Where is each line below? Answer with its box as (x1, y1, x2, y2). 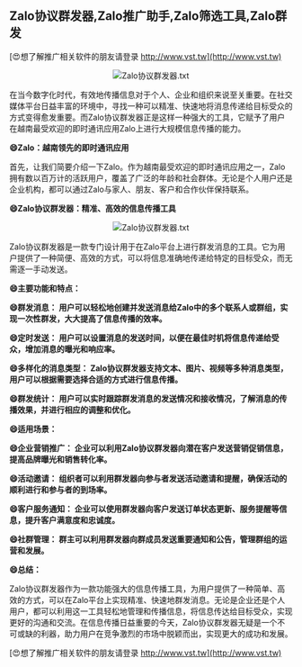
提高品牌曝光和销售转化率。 (9, 454, 112, 464)
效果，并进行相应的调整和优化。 (16, 404, 136, 415)
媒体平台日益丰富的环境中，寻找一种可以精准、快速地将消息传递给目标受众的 (9, 100, 293, 111)
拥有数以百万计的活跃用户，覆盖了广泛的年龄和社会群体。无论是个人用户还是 (9, 172, 293, 183)
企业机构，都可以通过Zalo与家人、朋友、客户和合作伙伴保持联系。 (9, 184, 254, 194)
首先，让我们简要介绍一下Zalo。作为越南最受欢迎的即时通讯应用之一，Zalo (9, 161, 286, 172)
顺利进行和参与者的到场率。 (9, 484, 112, 495)
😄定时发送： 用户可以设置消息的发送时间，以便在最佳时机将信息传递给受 (9, 332, 280, 343)
